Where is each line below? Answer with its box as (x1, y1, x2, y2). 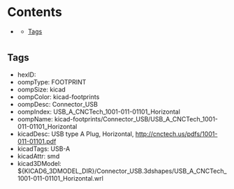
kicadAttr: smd (17, 151, 60, 160)
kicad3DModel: (17, 159, 61, 167)
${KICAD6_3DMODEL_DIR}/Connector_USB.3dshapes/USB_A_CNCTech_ (17, 167, 227, 175)
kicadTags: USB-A (17, 144, 71, 153)
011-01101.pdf (17, 137, 57, 145)
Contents (7, 4, 63, 20)
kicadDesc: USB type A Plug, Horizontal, (17, 130, 134, 138)
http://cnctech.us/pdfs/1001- (135, 130, 218, 138)
